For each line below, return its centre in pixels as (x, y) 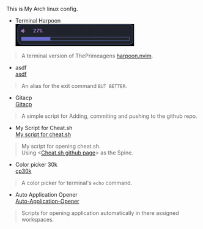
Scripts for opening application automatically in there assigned (100, 213)
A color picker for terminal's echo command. (77, 183)
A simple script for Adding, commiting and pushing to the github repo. (109, 116)
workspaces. (38, 220)
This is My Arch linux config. (42, 9)
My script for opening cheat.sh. (61, 146)
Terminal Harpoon (38, 20)
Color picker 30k (36, 165)
